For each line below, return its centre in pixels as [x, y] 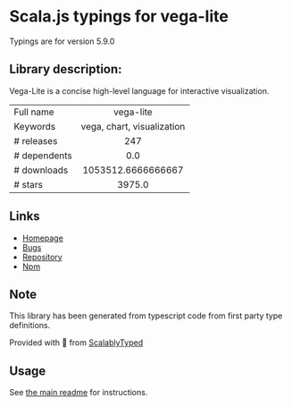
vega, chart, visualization [133, 126]
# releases [36, 140]
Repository [42, 257]
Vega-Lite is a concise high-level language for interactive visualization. [139, 90]
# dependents [43, 156]
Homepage [43, 238]
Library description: [66, 69]
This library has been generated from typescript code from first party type [146, 316]
